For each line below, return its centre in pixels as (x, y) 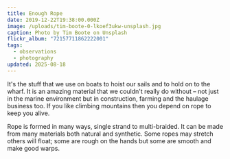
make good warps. (34, 148)
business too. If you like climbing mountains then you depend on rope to (109, 106)
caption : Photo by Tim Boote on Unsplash (67, 33)
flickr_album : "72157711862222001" (58, 39)
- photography (33, 58)
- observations (35, 52)
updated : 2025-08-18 (37, 64)
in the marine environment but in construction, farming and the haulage (108, 98)
